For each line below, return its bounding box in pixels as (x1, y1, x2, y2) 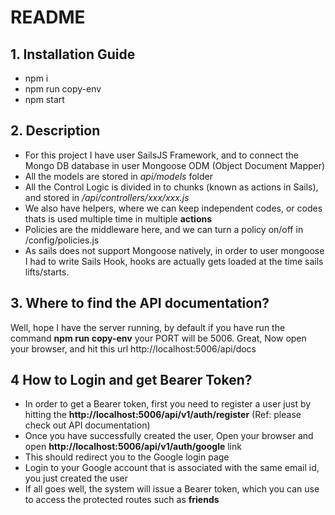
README (10, 6, 86, 29)
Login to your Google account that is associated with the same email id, (24, 462, 320, 474)
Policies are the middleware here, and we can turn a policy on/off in (24, 223, 304, 235)
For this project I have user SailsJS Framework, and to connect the (24, 149, 300, 161)
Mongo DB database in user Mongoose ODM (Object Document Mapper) (24, 159, 326, 171)
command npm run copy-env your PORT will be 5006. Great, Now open (10, 332, 307, 344)
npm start (24, 94, 65, 105)
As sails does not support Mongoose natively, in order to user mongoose (24, 244, 325, 256)
